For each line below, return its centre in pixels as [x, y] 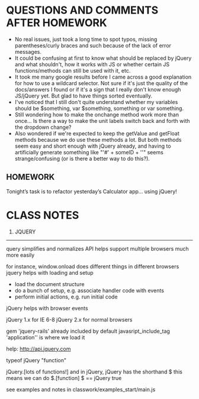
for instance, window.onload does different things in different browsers [93, 266]
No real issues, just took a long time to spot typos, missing [86, 39]
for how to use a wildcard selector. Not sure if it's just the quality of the [101, 83]
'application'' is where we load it [46, 337]
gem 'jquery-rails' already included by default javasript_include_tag [88, 331]
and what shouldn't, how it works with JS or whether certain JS [92, 64]
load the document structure [49, 284]
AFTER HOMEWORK [57, 23]
